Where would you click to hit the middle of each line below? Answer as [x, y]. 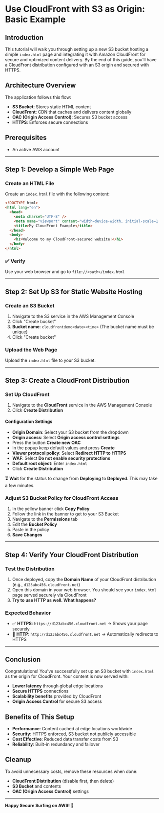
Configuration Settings [29, 421]
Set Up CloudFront [27, 394]
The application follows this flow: [38, 97]
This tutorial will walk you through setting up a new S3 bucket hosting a [77, 49]
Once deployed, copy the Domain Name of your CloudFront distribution [84, 580]
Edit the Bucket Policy [35, 524]
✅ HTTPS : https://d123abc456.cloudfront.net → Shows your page [80, 624]
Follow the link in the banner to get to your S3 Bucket [65, 514]
